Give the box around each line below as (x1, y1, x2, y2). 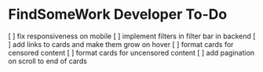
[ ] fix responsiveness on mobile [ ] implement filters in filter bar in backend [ (8, 31, 256, 41)
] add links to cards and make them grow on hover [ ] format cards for (8, 39, 234, 49)
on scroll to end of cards (8, 56, 88, 66)
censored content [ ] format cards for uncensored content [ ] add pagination (8, 48, 255, 57)
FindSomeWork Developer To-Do (8, 5, 228, 23)
